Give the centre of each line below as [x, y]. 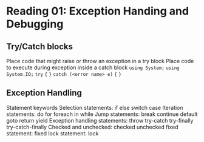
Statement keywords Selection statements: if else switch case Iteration [95, 107]
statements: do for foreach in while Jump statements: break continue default [102, 114]
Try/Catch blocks [40, 46]
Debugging [35, 24]
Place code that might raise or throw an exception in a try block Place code [100, 61]
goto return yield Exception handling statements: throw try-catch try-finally [100, 120]
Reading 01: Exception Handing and [98, 11]
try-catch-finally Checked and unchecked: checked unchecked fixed [92, 127]
